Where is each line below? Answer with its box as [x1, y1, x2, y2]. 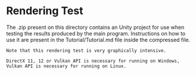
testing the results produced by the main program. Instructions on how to [6, 30, 186, 37]
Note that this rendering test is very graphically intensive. [6, 47, 167, 54]
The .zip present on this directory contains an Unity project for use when [6, 24, 185, 31]
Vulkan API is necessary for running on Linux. [6, 63, 127, 69]
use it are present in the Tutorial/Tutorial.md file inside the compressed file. [6, 36, 191, 43]
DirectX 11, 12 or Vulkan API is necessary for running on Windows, [6, 58, 180, 64]
